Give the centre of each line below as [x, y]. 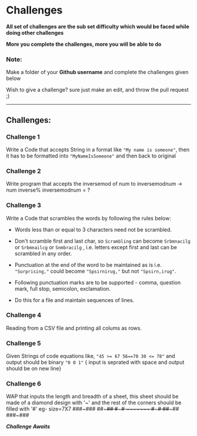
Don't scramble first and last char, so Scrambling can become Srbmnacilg [102, 241]
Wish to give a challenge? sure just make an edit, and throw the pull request [97, 90]
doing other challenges [35, 32]
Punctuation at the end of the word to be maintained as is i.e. [88, 264]
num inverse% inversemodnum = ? [48, 190]
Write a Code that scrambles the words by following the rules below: [89, 218]
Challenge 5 [23, 343]
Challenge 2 [23, 171]
